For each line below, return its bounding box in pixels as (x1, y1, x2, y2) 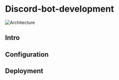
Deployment (5, 67, 44, 75)
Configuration (5, 50, 49, 59)
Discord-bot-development (5, 3, 114, 15)
